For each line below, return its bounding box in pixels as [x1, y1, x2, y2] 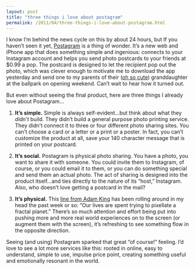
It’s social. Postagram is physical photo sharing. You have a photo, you [14, 153, 188, 160]
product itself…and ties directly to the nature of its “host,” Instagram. [14, 177, 183, 185]
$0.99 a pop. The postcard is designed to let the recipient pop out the [6, 61, 177, 68]
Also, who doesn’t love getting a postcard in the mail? [14, 184, 146, 191]
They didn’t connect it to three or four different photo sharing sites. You [14, 122, 189, 129]
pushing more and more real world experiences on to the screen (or [14, 214, 181, 221]
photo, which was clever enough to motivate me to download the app [6, 68, 175, 75]
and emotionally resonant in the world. [6, 258, 100, 265]
